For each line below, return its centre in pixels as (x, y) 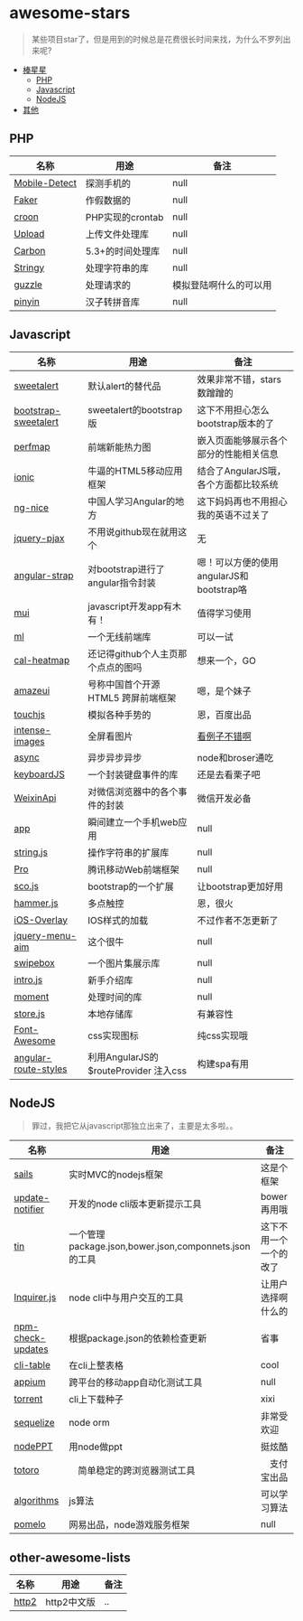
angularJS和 (223, 576)
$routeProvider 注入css (138, 1071)
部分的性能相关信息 (238, 454)
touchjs (30, 714)
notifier (29, 1209)
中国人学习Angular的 (132, 501)
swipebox (35, 962)
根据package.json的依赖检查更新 (138, 1338)
